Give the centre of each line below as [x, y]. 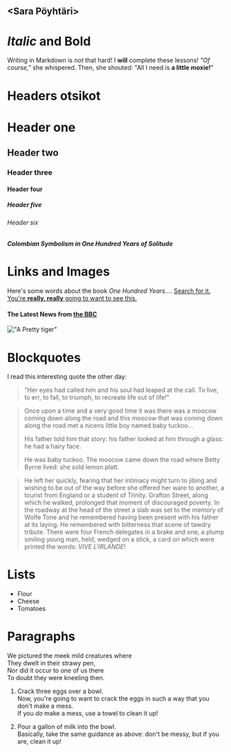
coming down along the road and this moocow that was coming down [123, 418]
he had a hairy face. [53, 447]
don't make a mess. [45, 706]
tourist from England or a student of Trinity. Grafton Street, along [116, 495]
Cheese [28, 601]
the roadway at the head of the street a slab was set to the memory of [123, 510]
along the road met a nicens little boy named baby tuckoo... [109, 426]
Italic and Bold [49, 41]
